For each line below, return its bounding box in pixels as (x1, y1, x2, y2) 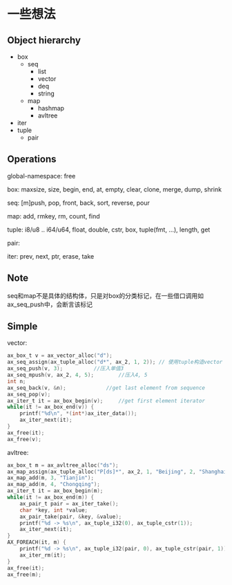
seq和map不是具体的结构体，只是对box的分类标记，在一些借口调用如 (7, 291, 204, 299)
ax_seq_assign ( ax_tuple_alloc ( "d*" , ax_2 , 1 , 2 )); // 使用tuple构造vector (7, 359, 223, 366)
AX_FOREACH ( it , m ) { (7, 539, 67, 546)
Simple (7, 321, 38, 333)
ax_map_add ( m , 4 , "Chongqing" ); (7, 481, 100, 488)
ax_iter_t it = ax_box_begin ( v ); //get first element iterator (7, 397, 206, 405)
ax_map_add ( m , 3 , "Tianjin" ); (7, 474, 95, 481)
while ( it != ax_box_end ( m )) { (7, 494, 95, 501)
